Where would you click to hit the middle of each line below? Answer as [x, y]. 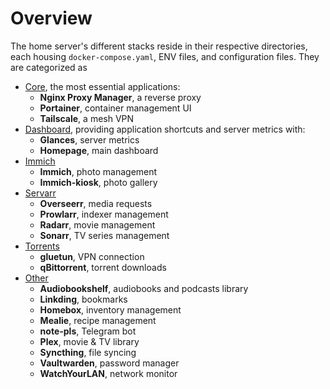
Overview [51, 18]
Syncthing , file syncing [88, 352]
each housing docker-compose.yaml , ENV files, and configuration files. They [165, 56]
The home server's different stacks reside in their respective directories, [159, 46]
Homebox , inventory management [110, 309]
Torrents [42, 246]
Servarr [40, 193]
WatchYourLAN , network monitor [108, 373]
